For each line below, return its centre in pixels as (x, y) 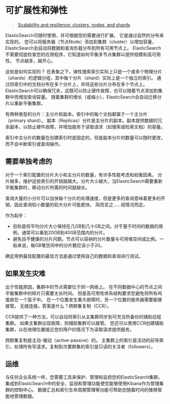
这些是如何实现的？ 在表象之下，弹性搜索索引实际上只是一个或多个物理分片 (84, 71)
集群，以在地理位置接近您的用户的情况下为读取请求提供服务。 (70, 329)
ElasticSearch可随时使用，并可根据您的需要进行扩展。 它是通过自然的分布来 (84, 35)
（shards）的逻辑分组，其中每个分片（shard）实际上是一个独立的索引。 (80, 78)
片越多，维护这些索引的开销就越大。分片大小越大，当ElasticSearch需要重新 (84, 181)
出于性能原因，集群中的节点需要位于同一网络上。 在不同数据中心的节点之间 (84, 287)
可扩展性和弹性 (37, 10)
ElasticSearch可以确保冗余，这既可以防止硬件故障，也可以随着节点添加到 (82, 90)
